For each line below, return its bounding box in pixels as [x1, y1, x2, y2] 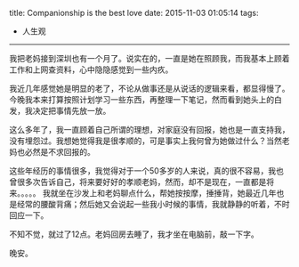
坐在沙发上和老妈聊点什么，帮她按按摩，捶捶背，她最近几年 [57, 188, 277, 198]
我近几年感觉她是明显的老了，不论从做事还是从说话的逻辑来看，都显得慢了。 [9, 84, 290, 93]
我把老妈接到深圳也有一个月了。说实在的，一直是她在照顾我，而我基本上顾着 [9, 53, 290, 63]
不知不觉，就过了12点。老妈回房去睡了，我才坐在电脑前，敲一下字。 [9, 229, 260, 239]
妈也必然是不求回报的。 [9, 147, 95, 157]
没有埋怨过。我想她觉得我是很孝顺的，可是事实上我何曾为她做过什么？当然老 [9, 135, 290, 146]
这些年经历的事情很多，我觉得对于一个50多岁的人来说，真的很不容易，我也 [9, 166, 285, 176]
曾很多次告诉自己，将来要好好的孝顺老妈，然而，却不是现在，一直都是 [9, 177, 267, 187]
